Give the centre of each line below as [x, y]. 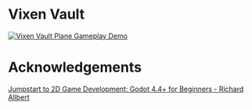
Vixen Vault [47, 14]
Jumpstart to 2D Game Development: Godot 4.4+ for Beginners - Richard [126, 89]
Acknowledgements [75, 67]
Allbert [19, 97]
